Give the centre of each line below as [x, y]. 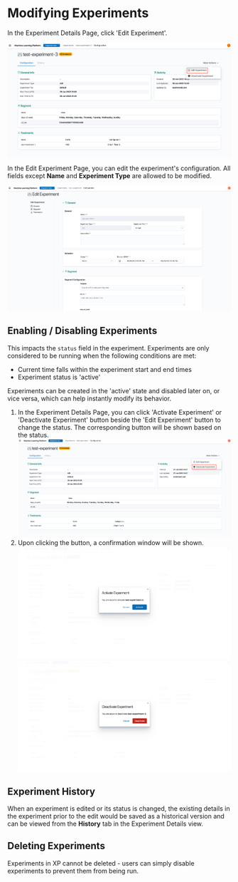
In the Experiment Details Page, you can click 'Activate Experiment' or [120, 412]
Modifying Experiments [78, 13]
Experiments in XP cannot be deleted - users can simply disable [101, 863]
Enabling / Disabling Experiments [82, 331]
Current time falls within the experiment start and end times [104, 369]
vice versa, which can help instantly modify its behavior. [90, 398]
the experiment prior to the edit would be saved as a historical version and [116, 816]
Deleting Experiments [56, 846]
